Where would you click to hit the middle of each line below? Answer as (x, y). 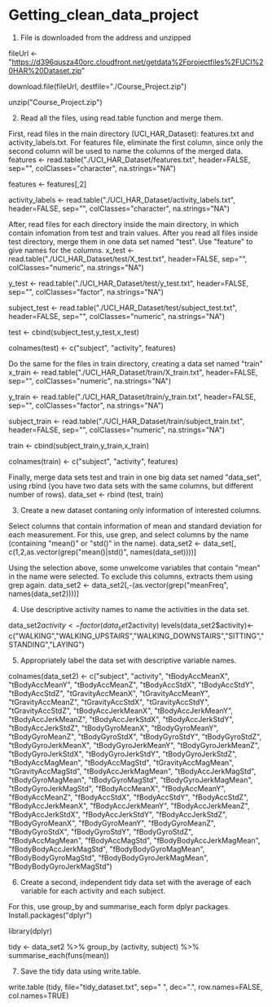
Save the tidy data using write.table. (80, 971)
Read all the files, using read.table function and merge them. (121, 118)
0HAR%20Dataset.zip (45, 70)
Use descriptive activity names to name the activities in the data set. (135, 609)
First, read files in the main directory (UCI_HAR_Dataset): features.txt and (131, 134)
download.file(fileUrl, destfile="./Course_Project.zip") (98, 86)
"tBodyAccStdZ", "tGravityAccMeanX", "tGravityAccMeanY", (109, 693)
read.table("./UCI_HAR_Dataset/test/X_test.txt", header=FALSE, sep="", (128, 259)
